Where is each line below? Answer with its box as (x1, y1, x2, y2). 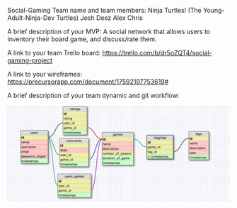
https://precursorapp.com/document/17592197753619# (7, 77, 169, 86)
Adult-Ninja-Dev (7, 13, 55, 22)
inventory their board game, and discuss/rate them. (7, 35, 157, 43)
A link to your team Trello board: (7, 49, 101, 57)
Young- (202, 6, 225, 14)
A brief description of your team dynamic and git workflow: (7, 92, 180, 99)
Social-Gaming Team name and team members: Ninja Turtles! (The (7, 6, 202, 14)
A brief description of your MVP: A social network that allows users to (7, 28, 211, 35)
